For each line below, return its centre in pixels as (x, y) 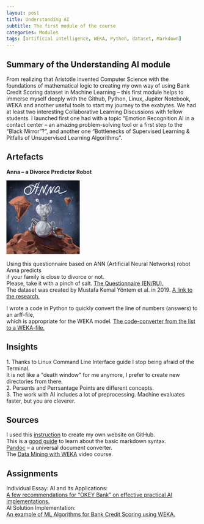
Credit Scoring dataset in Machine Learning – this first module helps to (95, 92)
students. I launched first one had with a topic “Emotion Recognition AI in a (100, 118)
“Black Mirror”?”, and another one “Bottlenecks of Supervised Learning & (98, 131)
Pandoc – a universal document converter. (60, 448)
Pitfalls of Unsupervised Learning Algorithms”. (64, 137)
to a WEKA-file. (25, 327)
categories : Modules (33, 32)
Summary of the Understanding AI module (89, 64)
